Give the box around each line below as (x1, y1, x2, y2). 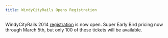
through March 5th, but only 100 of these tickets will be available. (5, 26, 142, 33)
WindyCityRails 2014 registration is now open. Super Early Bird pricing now (5, 21, 163, 27)
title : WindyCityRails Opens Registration (5, 7, 97, 13)
